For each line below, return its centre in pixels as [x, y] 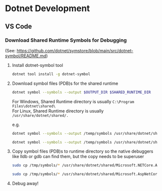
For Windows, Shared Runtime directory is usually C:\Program [73, 101]
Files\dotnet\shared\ [34, 106]
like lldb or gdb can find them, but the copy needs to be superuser [78, 157]
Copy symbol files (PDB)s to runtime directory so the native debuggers [82, 151]
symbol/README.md [26, 56]
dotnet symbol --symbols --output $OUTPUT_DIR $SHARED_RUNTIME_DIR [81, 92]
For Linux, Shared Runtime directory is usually [58, 111]
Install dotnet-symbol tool [37, 65]
